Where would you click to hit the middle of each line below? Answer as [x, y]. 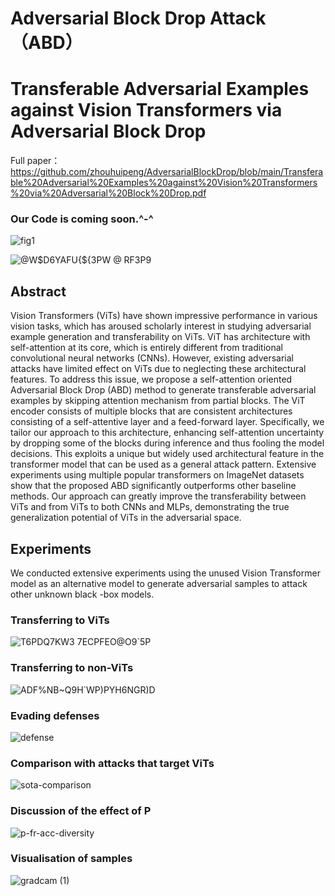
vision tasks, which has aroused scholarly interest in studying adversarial [161, 326]
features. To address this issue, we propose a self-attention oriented [151, 379]
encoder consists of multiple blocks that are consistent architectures [151, 411]
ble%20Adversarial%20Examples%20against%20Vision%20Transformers [164, 183]
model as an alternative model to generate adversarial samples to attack [159, 584]
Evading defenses [55, 715]
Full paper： [35, 161]
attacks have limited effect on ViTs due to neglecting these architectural [158, 369]
